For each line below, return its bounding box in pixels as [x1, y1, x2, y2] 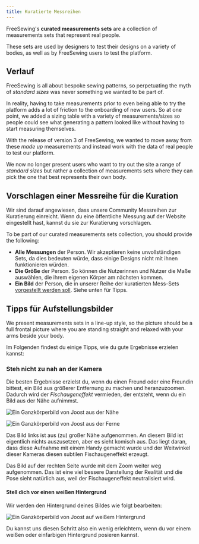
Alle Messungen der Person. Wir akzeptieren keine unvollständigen [14, 249, 181, 256]
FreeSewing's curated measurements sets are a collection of [6, 25, 157, 32]
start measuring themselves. [6, 125, 76, 133]
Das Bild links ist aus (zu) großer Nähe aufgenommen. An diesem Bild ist [6, 432, 184, 439]
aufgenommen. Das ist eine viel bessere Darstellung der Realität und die [6, 468, 183, 476]
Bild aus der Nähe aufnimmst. [6, 397, 79, 404]
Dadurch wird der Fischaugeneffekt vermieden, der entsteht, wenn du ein [6, 391, 186, 398]
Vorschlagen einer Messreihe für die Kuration [6, 191, 179, 201]
